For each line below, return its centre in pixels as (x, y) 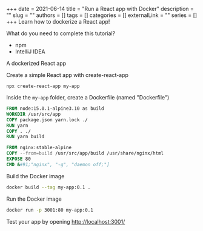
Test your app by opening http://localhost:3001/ (66, 221)
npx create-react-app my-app (43, 86)
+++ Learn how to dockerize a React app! (58, 22)
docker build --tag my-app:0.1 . (48, 187)
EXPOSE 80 (19, 159)
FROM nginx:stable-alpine (39, 148)
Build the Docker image (35, 176)
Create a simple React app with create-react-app (68, 75)
